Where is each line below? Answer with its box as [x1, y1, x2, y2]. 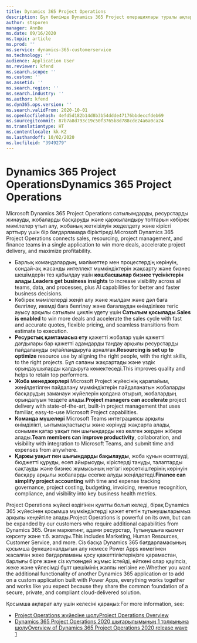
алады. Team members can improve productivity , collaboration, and [14, 434, 181, 441]
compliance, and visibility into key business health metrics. [14, 489, 157, 497]
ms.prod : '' [6, 42, 35, 48]
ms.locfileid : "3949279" [6, 139, 67, 146]
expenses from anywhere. [14, 446, 78, 453]
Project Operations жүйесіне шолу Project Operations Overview [14, 611, 169, 618]
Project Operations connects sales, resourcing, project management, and [6, 235, 183, 242]
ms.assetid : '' [6, 80, 43, 86]
